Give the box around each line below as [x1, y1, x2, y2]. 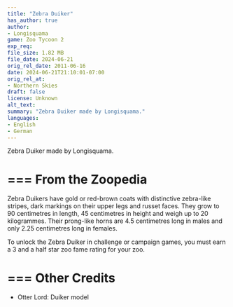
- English [7, 121, 36, 128]
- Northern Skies [7, 82, 58, 89]
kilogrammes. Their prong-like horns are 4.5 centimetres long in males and [7, 217, 223, 225]
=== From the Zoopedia [7, 171, 148, 187]
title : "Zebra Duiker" [7, 10, 73, 18]
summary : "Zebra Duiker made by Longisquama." [7, 108, 146, 115]
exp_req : [7, 43, 33, 50]
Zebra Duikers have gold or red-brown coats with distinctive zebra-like [7, 194, 211, 203]
